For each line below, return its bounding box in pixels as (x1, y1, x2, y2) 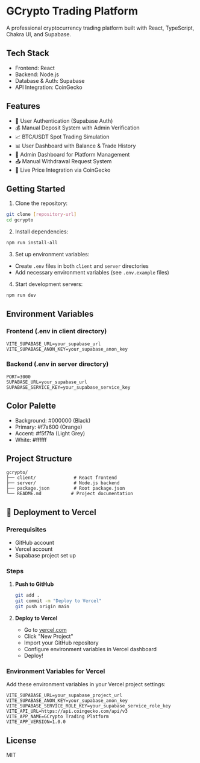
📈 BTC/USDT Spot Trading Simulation (14, 133, 110, 140)
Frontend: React (14, 64, 55, 71)
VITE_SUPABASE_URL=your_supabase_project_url (6, 692, 122, 699)
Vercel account (14, 545, 53, 553)
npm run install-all (6, 240, 58, 246)
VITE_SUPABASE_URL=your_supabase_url (6, 340, 101, 347)
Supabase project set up (14, 552, 77, 559)
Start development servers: (14, 281, 83, 288)
